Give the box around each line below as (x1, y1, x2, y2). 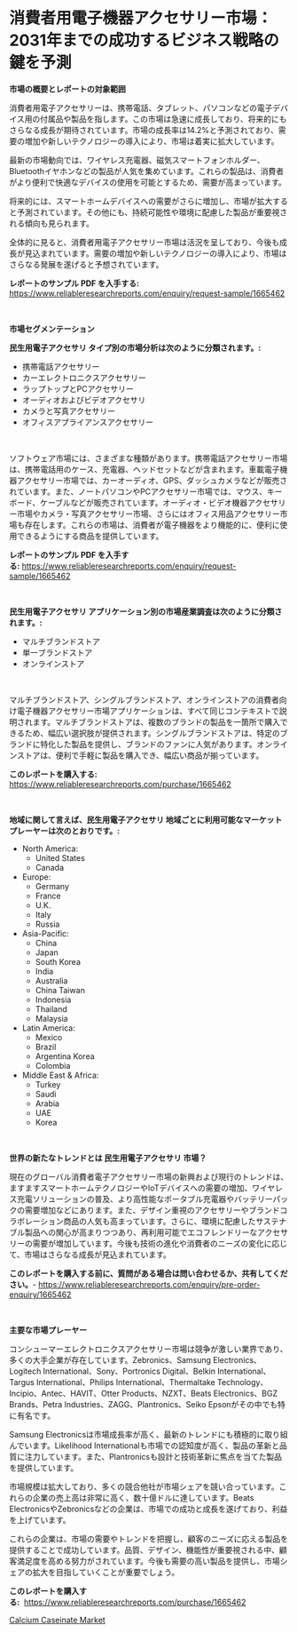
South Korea (35, 956, 82, 967)
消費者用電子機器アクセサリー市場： (9, 8, 273, 28)
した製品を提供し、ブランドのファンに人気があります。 (55, 738, 257, 749)
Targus (9, 1376, 35, 1387)
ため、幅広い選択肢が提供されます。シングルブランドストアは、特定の (24, 728, 281, 738)
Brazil (35, 1041, 57, 1052)
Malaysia (35, 1013, 68, 1024)
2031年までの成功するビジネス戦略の (9, 30, 279, 51)
